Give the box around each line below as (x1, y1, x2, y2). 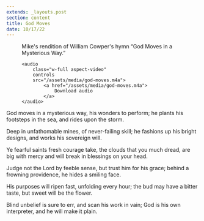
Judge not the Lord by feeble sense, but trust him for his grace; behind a (6, 165, 189, 172)
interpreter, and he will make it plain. (6, 208, 98, 215)
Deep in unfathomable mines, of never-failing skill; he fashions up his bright (6, 128, 197, 135)
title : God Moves (6, 20, 51, 26)
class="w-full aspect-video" (32, 67, 107, 73)
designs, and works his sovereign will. (6, 134, 102, 141)
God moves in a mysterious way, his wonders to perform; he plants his (6, 110, 183, 117)
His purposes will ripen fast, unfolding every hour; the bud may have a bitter (6, 183, 198, 190)
